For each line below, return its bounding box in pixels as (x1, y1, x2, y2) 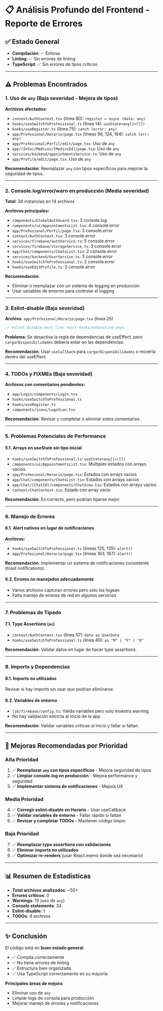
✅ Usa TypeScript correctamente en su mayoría (12, 971, 108, 977)
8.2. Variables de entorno (5, 697, 57, 703)
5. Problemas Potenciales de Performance (5, 433, 106, 440)
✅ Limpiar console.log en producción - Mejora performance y (12, 773, 138, 778)
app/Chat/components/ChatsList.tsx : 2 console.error (12, 248, 117, 254)
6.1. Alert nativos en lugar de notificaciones (5, 525, 95, 531)
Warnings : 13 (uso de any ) (12, 898, 65, 904)
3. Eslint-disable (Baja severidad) (5, 305, 85, 311)
